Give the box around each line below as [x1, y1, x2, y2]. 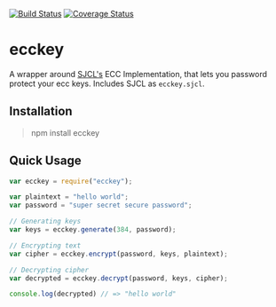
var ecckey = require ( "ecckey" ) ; [9, 177, 133, 185]
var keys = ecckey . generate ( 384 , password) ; [9, 225, 177, 234]
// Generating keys [9, 217, 82, 226]
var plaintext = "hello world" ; [9, 193, 129, 201]
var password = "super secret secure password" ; [9, 201, 193, 210]
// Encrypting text [9, 240, 82, 250]
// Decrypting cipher [9, 265, 90, 274]
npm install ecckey [30, 127, 100, 138]
